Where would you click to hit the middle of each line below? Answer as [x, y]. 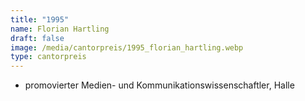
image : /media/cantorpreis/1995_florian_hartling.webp [127, 47]
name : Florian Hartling [60, 29]
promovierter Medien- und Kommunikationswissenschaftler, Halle [159, 85]
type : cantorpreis [48, 57]
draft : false [37, 38]
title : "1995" [40, 19]
